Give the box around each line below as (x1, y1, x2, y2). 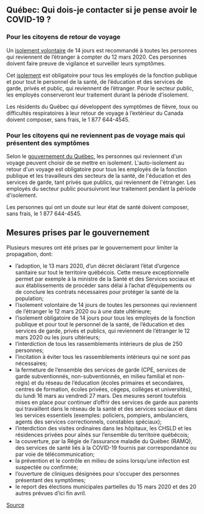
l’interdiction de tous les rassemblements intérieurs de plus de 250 (15, 340, 183, 347)
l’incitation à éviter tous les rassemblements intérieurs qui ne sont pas (15, 353, 191, 360)
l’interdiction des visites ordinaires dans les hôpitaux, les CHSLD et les (15, 424, 192, 431)
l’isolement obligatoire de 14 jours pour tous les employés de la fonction (15, 314, 195, 321)
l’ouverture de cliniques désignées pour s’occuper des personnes (15, 470, 180, 477)
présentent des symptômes (6, 139, 90, 147)
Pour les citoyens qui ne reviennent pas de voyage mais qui (6, 131, 186, 139)
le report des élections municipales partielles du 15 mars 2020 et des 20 (15, 483, 197, 490)
